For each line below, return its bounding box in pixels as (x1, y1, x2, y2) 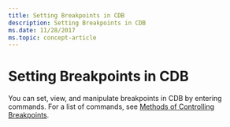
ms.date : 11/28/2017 (8, 26, 76, 34)
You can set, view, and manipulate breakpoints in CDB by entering (8, 94, 222, 103)
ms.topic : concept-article (8, 33, 97, 42)
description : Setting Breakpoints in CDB (8, 19, 147, 27)
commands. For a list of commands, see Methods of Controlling (8, 102, 215, 111)
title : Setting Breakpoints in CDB (8, 11, 125, 20)
